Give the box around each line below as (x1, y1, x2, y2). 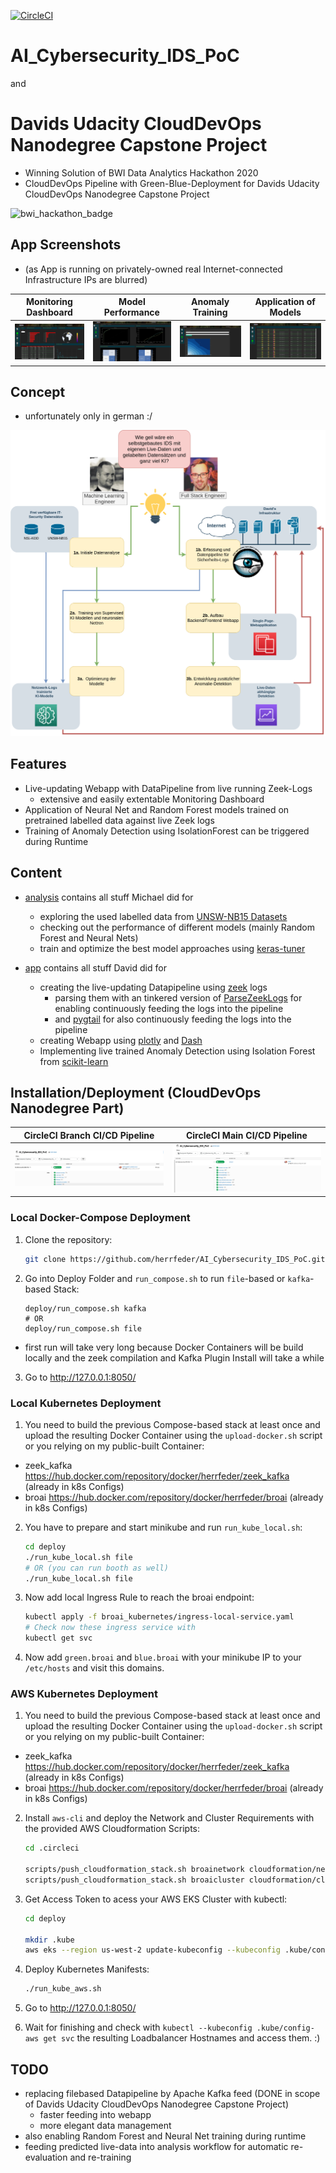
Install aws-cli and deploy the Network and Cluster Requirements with (24, 1812, 315, 1824)
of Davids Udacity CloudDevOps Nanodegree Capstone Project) (24, 2098, 290, 2110)
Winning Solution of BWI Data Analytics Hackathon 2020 (24, 166, 259, 179)
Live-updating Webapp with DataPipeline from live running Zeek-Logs (24, 782, 313, 794)
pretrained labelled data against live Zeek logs (24, 814, 215, 826)
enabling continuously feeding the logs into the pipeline (54, 1002, 284, 1014)
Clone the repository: (24, 1233, 113, 1245)
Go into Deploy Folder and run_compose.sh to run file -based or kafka (24, 1272, 311, 1284)
